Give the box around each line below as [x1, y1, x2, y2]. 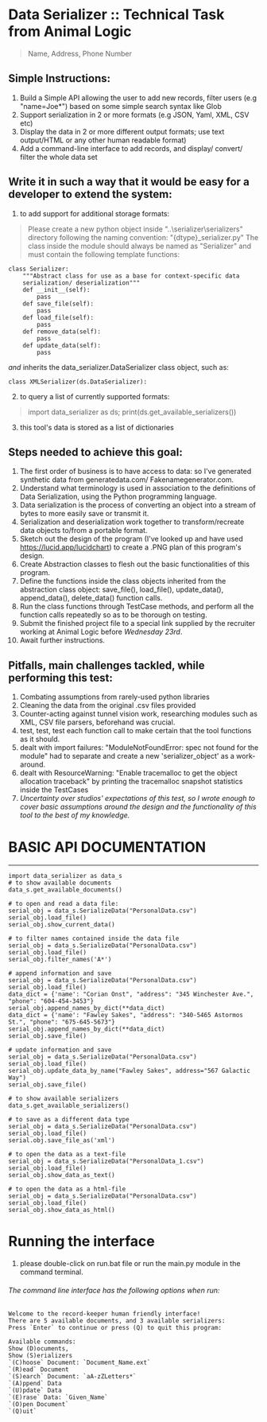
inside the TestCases [19, 785, 89, 795]
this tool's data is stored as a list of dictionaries [19, 422, 175, 432]
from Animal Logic [8, 22, 132, 41]
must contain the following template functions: [27, 249, 180, 259]
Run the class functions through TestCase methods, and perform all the [19, 602, 254, 612]
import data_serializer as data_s [8, 872, 123, 880]
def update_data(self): [22, 341, 102, 349]
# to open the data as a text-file [8, 1151, 126, 1159]
